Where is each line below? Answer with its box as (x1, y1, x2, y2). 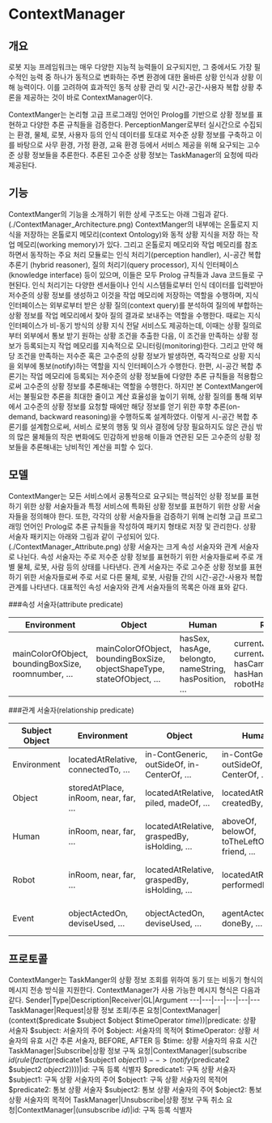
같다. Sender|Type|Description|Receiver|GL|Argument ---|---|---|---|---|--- (8, 995, 261, 1005)
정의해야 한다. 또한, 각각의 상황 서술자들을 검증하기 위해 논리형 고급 (29, 511, 241, 521)
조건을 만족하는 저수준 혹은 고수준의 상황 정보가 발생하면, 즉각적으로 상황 (16, 351, 246, 360)
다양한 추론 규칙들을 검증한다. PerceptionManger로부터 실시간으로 (29, 120, 241, 130)
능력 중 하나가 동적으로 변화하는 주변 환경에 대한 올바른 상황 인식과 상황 (29, 72, 255, 82)
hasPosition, (179, 673, 227, 684)
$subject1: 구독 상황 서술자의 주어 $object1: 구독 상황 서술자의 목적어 (8, 1074, 228, 1085)
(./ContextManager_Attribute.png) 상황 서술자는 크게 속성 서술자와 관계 (8, 542, 237, 551)
